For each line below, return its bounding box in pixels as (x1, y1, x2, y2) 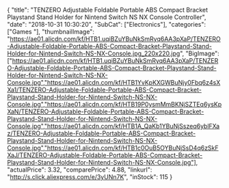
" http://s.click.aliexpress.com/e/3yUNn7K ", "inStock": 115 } (7, 173, 173, 180)
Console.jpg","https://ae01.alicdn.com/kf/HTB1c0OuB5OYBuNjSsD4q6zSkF (7, 144, 219, 152)
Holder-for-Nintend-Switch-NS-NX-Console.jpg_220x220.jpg (7, 49, 180, 57)
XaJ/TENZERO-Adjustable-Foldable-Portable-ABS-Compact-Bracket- (7, 151, 203, 159)
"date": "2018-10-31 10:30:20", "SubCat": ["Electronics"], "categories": (7, 21, 206, 28)
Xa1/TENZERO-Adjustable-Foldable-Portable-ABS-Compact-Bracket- (7, 85, 202, 94)
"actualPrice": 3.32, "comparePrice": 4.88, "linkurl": (7, 165, 152, 174)
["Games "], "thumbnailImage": (7, 27, 94, 36)
